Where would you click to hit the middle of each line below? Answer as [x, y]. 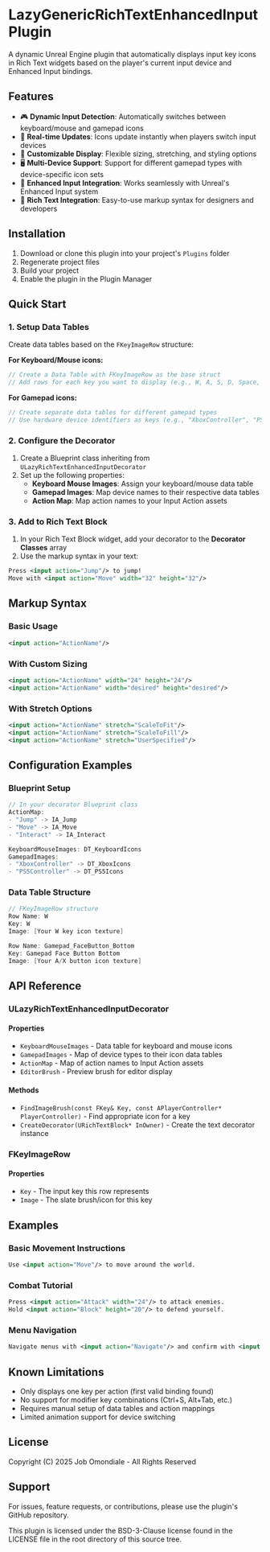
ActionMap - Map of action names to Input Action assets [112, 1063]
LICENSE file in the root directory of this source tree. [95, 1539]
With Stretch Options [50, 708]
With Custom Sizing [48, 664]
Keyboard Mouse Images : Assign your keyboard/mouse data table [143, 484]
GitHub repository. [39, 1515]
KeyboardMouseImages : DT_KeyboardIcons [75, 849]
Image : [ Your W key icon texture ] [66, 932]
